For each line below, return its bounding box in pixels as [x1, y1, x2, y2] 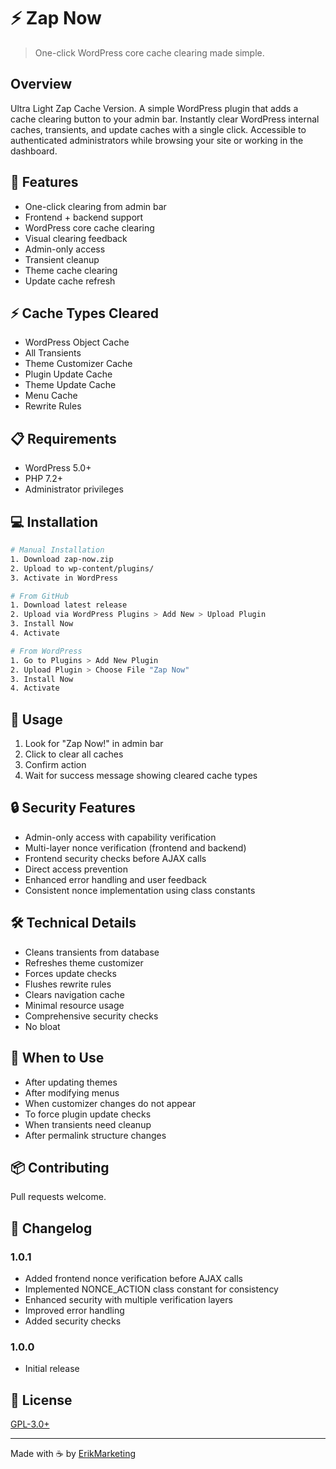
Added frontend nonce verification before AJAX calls [24, 1273, 244, 1284]
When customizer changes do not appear [24, 1097, 197, 1109]
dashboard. [10, 145, 58, 157]
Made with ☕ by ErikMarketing [10, 1448, 137, 1460]
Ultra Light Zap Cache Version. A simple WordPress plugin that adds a [10, 102, 299, 114]
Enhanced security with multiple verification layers [24, 1294, 233, 1305]
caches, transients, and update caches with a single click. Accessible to [10, 123, 307, 135]
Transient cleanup [24, 253, 100, 265]
